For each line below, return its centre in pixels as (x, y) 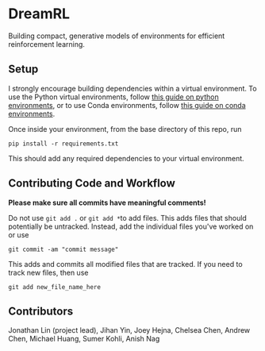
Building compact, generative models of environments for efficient (117, 36)
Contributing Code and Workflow (92, 183)
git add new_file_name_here (55, 287)
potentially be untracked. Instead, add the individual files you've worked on (131, 226)
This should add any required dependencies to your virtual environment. (126, 158)
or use (19, 234)
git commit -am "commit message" (63, 249)
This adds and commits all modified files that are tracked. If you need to (126, 264)
